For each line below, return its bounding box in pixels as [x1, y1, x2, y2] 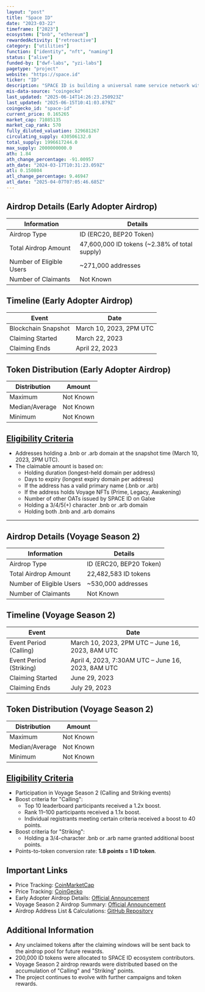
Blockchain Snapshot [9, 324, 70, 332]
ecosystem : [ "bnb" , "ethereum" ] [6, 32, 88, 38]
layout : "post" [6, 9, 45, 15]
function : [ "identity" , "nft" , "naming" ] [6, 49, 113, 55]
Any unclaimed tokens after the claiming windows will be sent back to [15, 941, 191, 948]
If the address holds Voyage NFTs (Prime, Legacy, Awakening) [24, 488, 181, 496]
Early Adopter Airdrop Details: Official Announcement [15, 894, 149, 902]
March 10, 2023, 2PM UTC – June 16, [70, 638, 181, 647]
